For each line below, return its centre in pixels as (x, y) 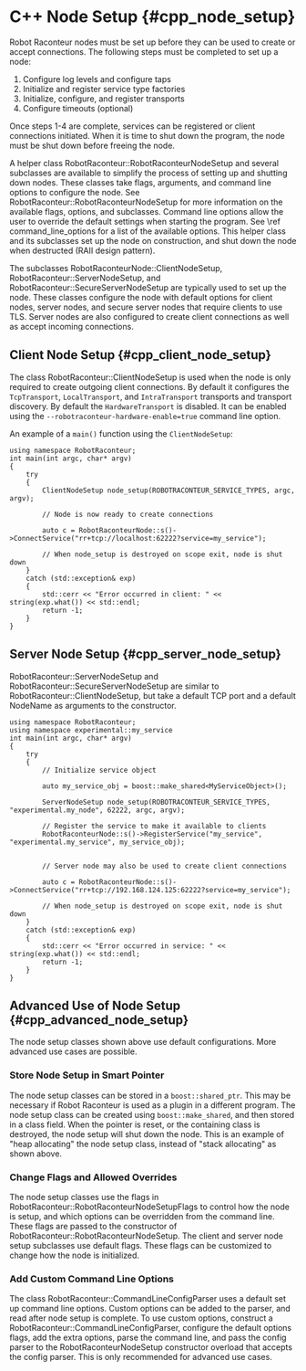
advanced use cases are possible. (74, 1051)
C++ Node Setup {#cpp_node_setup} (153, 17)
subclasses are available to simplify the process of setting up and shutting (148, 173)
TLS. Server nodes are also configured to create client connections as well (149, 316)
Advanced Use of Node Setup (95, 1005)
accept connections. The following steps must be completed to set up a (144, 51)
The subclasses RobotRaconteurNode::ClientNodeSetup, (116, 268)
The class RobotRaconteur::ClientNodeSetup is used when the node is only (150, 377)
